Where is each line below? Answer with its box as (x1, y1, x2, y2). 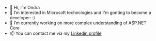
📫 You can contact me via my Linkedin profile (9, 30, 102, 36)
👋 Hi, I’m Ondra (9, 5, 40, 10)
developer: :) (9, 15, 35, 20)
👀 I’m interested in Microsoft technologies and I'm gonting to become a (9, 10, 152, 15)
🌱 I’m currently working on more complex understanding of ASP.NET (9, 20, 147, 26)
